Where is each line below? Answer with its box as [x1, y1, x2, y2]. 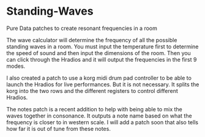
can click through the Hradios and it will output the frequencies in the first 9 [6, 56, 197, 63]
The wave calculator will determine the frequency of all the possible [6, 36, 177, 43]
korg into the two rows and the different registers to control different [6, 87, 179, 94]
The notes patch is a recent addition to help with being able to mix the [6, 105, 182, 113]
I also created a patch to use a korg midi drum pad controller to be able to [6, 74, 192, 81]
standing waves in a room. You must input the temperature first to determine [6, 43, 199, 50]
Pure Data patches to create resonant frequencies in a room [6, 24, 158, 32]
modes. [6, 62, 26, 70]
